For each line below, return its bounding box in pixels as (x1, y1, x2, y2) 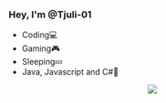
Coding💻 (21, 29, 58, 40)
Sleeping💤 (21, 57, 63, 67)
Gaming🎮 (21, 43, 60, 54)
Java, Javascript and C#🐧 (21, 67, 119, 77)
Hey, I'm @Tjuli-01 (8, 8, 92, 21)
